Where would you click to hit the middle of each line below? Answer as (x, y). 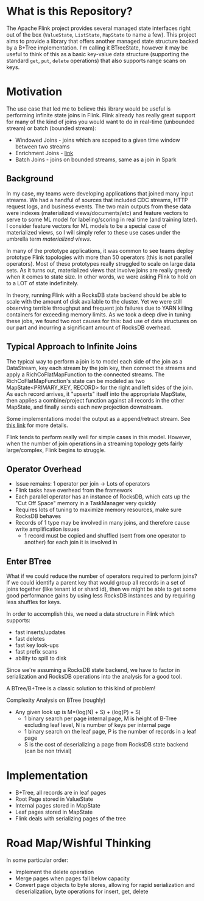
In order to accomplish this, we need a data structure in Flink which (90, 614)
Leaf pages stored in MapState (54, 812)
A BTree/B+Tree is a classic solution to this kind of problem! (81, 688)
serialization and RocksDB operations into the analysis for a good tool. (94, 677)
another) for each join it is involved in (71, 542)
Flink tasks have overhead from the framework (74, 491)
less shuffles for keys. (34, 602)
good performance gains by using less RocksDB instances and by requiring (101, 596)
